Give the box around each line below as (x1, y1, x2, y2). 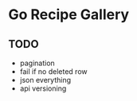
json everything (19, 76, 72, 84)
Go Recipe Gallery (8, 6, 130, 24)
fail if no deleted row (19, 67, 88, 76)
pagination (19, 58, 56, 68)
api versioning (19, 84, 67, 93)
